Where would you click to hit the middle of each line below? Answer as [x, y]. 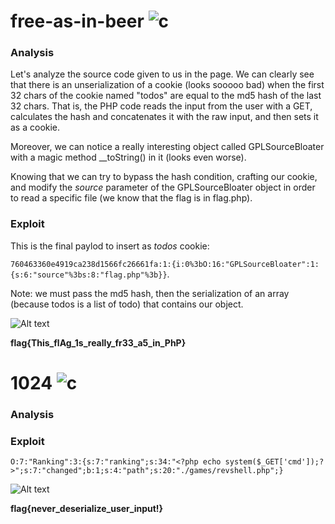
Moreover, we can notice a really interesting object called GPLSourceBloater [167, 147]
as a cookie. [35, 127]
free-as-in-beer [77, 21]
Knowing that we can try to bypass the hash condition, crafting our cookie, [164, 177]
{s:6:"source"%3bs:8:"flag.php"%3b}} [89, 275]
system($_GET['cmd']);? [274, 462]
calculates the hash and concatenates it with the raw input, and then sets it [164, 117]
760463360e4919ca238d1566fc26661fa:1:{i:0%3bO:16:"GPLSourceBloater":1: [165, 264]
